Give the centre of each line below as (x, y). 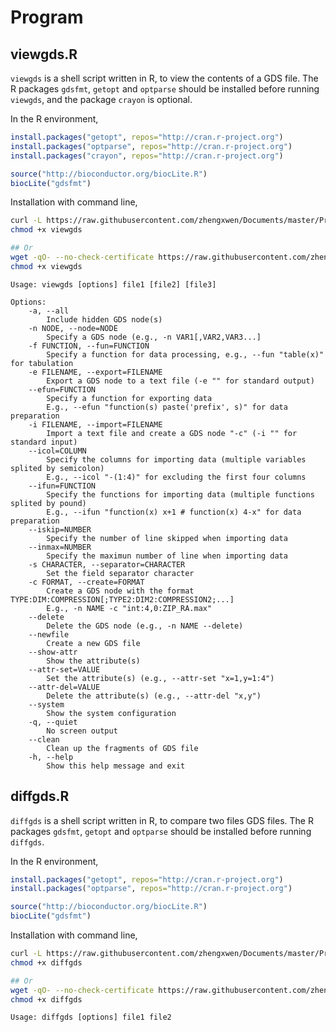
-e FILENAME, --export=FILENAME (95, 372)
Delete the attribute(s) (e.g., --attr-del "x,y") (154, 696)
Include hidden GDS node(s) (104, 319)
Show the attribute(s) (93, 661)
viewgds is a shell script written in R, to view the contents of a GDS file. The (164, 78)
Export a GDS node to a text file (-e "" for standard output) (180, 381)
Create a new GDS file (93, 643)
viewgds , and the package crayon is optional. (101, 99)
